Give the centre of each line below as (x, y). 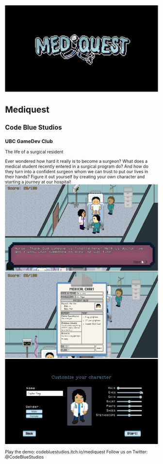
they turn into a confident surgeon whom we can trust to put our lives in (77, 172)
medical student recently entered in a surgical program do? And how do (77, 166)
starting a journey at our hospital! (38, 182)
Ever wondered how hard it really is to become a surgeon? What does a (76, 161)
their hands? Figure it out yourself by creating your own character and (75, 177)
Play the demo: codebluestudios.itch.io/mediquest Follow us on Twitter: (76, 452)
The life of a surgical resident (34, 152)
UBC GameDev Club (29, 141)
